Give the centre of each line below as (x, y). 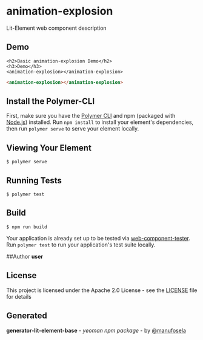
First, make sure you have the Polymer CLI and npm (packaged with (91, 116)
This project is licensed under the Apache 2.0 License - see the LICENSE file (102, 290)
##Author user (25, 256)
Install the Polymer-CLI (51, 101)
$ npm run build (27, 227)
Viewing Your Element (49, 148)
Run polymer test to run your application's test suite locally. (81, 245)
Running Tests (34, 180)
